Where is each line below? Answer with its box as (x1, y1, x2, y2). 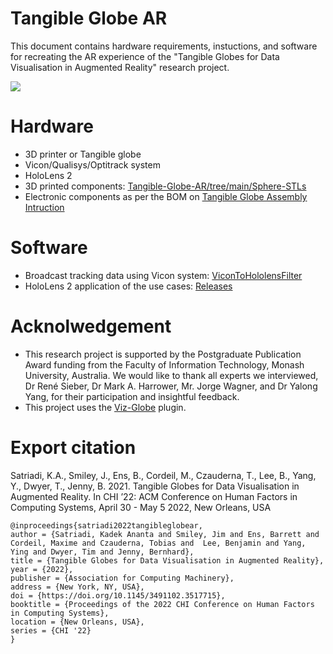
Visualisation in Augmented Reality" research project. (10, 61, 230, 73)
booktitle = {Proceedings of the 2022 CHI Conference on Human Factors (10, 599, 315, 609)
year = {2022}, (10, 564, 74, 574)
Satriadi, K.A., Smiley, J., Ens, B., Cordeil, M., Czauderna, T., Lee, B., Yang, (10, 469, 317, 481)
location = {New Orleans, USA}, (10, 617, 145, 627)
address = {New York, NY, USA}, (10, 582, 145, 592)
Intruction (24, 201, 65, 213)
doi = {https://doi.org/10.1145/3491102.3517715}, (10, 590, 226, 601)
